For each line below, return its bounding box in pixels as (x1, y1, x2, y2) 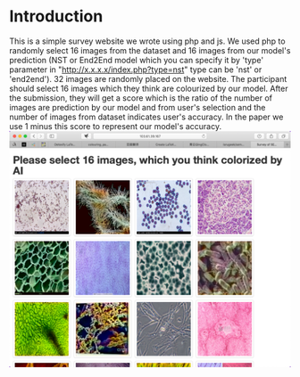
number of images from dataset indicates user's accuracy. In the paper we (9, 111, 284, 122)
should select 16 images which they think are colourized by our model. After (9, 83, 288, 94)
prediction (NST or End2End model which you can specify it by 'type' (9, 54, 264, 65)
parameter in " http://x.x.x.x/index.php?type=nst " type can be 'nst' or (9, 64, 262, 75)
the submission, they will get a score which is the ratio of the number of (9, 92, 273, 103)
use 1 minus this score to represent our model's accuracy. (9, 120, 221, 131)
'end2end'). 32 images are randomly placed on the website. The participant (9, 73, 287, 84)
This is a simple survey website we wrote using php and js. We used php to (9, 36, 286, 46)
